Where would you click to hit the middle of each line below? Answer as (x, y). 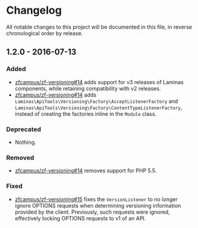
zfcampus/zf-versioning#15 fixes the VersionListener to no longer (96, 199)
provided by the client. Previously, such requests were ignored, (92, 212)
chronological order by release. (45, 33)
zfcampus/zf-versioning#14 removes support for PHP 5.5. (86, 171)
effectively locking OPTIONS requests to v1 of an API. (80, 218)
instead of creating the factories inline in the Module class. (86, 113)
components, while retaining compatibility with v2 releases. (88, 88)
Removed (20, 158)
